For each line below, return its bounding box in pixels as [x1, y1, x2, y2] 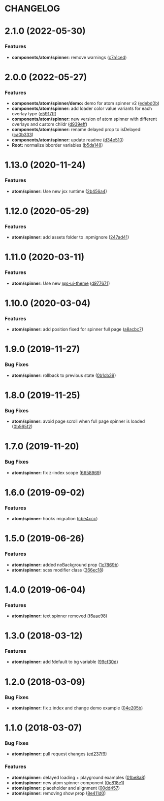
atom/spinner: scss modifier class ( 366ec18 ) [11, 567, 104, 573]
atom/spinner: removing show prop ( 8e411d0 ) [11, 790, 106, 796]
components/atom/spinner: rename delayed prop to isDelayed [11, 127, 141, 133]
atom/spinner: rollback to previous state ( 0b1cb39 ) [11, 372, 116, 378]
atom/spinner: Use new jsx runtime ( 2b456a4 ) [11, 188, 107, 194]
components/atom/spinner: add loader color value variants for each [11, 105, 152, 111]
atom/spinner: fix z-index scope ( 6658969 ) [11, 469, 101, 475]
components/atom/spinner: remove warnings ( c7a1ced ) [11, 54, 127, 60]
